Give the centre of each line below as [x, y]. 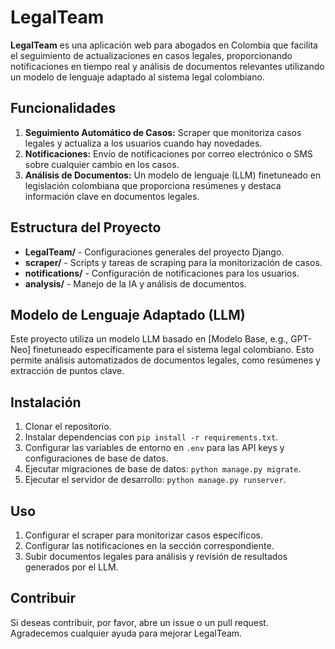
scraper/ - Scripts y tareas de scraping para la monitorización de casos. [173, 262]
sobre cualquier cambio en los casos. [102, 164]
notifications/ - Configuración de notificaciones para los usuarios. [162, 273]
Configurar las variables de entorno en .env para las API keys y [154, 448]
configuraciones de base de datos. [96, 458]
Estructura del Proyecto [86, 227]
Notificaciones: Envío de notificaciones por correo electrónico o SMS [168, 153]
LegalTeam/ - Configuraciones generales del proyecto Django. [154, 252]
